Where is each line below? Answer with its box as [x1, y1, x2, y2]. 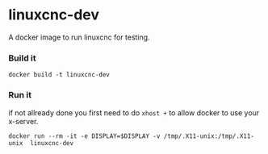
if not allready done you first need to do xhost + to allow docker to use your [8, 107, 260, 118]
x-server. [8, 116, 39, 126]
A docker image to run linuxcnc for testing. [8, 32, 151, 42]
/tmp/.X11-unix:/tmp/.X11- [163, 131, 254, 140]
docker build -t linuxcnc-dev [8, 71, 111, 79]
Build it [8, 52, 36, 64]
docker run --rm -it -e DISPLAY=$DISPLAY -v [8, 131, 161, 140]
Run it [8, 89, 32, 101]
